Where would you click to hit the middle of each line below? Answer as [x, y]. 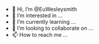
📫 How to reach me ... [40, 35]
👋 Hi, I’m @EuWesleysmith [44, 9]
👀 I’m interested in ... [37, 15]
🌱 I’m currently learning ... [44, 22]
